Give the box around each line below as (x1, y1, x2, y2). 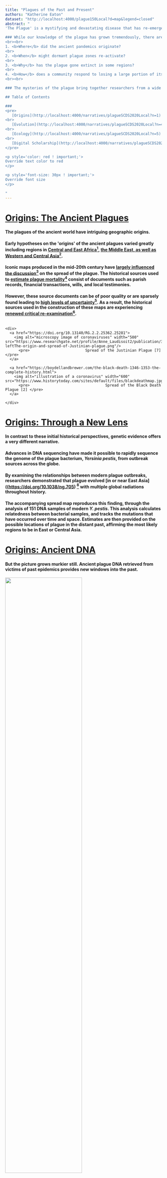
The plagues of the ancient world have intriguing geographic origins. (5, 229, 151, 235)
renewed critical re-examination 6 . (5, 310, 77, 317)
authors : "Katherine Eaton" (5, 12, 64, 17)
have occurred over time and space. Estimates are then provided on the (5, 516, 156, 522)
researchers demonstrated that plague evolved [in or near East (5, 477, 138, 484)
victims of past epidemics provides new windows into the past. (5, 566, 138, 572)
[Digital (11, 141, 30, 146)
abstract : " (5, 21, 30, 26)
